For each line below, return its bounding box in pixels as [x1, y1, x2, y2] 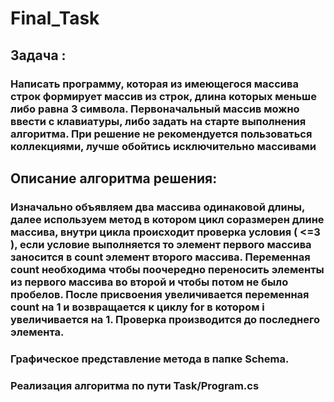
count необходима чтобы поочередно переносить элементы [10, 262, 325, 276]
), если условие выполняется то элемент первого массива [10, 237, 312, 251]
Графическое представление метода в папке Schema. [10, 352, 290, 366]
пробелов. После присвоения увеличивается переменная [10, 287, 310, 301]
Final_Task [10, 7, 100, 30]
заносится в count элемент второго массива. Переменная [10, 250, 311, 264]
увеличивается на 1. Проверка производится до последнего [10, 312, 320, 326]
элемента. [10, 325, 65, 339]
